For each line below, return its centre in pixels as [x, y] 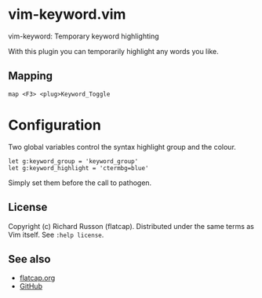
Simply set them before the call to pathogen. [80, 183]
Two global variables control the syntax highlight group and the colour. [122, 147]
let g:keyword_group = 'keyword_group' [73, 161]
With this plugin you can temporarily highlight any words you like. [113, 51]
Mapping [31, 76]
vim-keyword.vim [67, 15]
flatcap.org [37, 278]
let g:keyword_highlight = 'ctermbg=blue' [78, 168]
